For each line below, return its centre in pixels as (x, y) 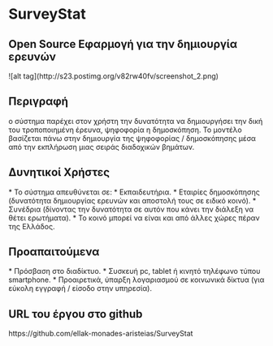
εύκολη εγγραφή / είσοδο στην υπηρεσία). (80, 288)
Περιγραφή (39, 102)
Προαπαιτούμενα (54, 252)
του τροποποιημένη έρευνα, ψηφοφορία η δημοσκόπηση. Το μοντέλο (125, 130)
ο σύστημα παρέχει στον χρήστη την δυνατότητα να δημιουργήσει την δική (136, 121)
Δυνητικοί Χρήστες (59, 172)
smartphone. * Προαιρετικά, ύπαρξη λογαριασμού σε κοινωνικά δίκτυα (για (136, 280)
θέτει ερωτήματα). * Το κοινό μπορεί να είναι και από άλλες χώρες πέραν (134, 218)
